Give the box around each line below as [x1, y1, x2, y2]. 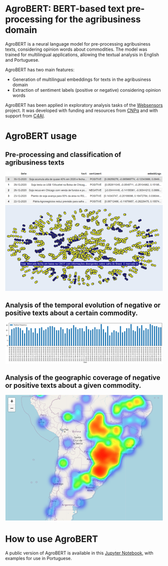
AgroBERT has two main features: [5, 66, 75, 73]
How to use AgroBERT [5, 533, 98, 544]
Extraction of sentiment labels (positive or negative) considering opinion [12, 87, 161, 93]
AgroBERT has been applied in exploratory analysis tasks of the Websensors [5, 102, 163, 108]
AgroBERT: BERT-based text [5, 3, 125, 15]
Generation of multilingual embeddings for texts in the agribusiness [12, 76, 151, 82]
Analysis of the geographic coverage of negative [5, 373, 161, 382]
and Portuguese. [5, 57, 39, 63]
